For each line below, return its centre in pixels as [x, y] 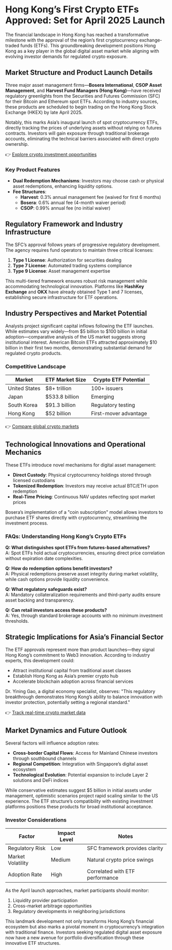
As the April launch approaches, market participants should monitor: [77, 890]
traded [12, 45]
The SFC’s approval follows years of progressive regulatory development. [83, 245]
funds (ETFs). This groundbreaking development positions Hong [88, 45]
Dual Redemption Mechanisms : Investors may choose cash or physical [88, 181]
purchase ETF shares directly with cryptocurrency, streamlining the [76, 517]
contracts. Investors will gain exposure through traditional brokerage [77, 133]
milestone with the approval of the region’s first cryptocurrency [72, 40]
